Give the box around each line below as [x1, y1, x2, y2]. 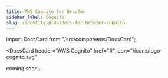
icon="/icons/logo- [116, 47, 163, 54]
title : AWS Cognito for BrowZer [6, 8, 85, 15]
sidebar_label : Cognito [6, 14, 65, 20]
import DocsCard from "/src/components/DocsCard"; [6, 36, 136, 43]
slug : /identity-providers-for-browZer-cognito [6, 19, 126, 25]
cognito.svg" [6, 54, 37, 61]
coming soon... [6, 65, 42, 72]
